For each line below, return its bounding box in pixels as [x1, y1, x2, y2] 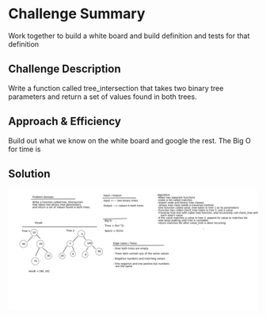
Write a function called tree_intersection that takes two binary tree [8, 83, 224, 93]
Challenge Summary [8, 5, 146, 23]
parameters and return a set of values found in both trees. [8, 92, 197, 101]
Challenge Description [8, 63, 121, 76]
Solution [8, 167, 51, 181]
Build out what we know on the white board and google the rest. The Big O [8, 135, 251, 145]
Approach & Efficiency [8, 115, 121, 128]
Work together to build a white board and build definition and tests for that [8, 31, 250, 40]
